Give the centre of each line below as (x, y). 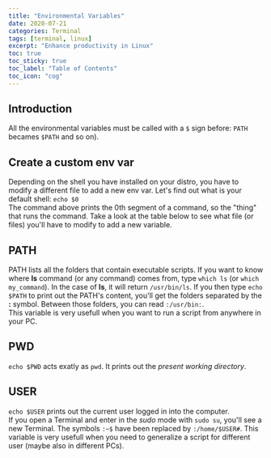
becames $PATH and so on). (54, 137)
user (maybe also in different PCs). (66, 445)
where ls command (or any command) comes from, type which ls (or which (134, 278)
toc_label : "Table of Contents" (63, 69)
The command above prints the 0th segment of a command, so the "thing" (133, 208)
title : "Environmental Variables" (67, 16)
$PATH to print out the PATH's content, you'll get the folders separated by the (135, 295)
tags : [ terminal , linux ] (50, 38)
